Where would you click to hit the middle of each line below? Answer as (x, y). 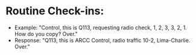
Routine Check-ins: (55, 11)
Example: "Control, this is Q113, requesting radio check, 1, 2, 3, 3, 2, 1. (101, 27)
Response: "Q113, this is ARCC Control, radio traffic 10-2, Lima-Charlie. (102, 40)
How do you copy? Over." (46, 33)
